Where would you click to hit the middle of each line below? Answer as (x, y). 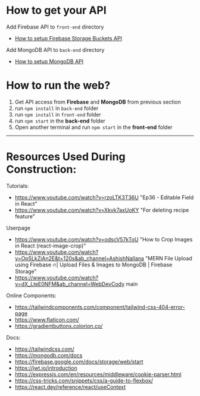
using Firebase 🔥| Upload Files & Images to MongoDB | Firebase (93, 265)
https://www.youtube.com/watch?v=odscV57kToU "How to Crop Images (104, 239)
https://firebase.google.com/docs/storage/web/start (79, 362)
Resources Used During (66, 157)
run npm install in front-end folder (58, 114)
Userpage (18, 228)
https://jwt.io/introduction (46, 368)
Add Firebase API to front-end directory (55, 27)
